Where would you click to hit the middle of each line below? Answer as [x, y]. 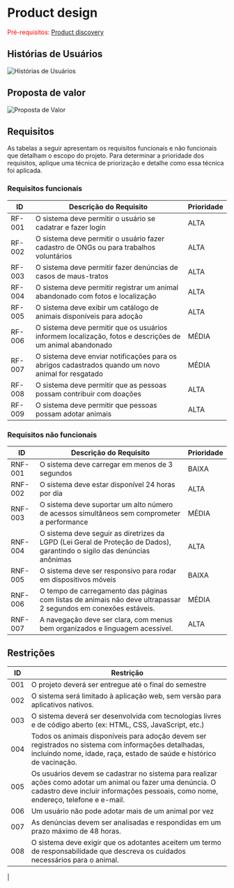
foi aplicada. [25, 171]
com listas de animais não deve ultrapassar [110, 599]
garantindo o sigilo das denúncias [95, 550]
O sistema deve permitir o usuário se [95, 218]
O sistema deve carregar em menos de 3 [106, 464]
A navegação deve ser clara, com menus [106, 619]
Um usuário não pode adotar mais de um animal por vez [123, 811]
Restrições [31, 653]
